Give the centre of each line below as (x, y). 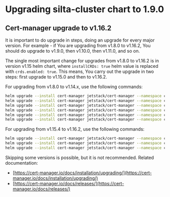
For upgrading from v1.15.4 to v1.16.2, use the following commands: (75, 129)
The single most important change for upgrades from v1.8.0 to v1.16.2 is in (82, 61)
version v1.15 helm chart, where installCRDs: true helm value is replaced (82, 66)
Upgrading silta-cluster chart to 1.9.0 (85, 9)
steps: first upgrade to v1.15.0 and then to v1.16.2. (56, 77)
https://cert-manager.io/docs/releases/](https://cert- (69, 183)
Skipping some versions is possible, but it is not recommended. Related (80, 157)
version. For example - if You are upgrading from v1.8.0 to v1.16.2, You (78, 46)
